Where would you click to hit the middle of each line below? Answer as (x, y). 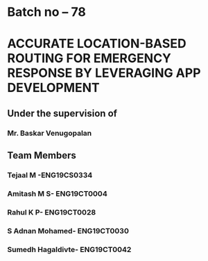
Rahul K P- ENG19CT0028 (52, 212)
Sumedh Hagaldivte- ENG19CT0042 (69, 249)
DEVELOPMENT (54, 88)
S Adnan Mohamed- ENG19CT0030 (68, 231)
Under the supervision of (62, 113)
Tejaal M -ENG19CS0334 (50, 175)
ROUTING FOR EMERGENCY (89, 58)
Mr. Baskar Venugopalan (50, 133)
